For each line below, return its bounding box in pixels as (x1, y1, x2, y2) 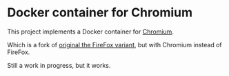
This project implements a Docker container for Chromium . (7, 27, 175, 36)
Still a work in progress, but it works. (7, 61, 111, 69)
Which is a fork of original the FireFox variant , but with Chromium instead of (7, 40, 222, 49)
